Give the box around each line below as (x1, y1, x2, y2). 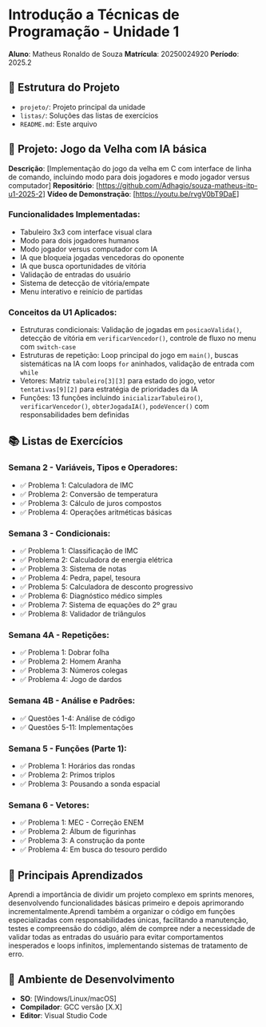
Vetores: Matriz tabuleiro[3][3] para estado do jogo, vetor (19, 376, 216, 386)
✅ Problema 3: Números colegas (19, 666, 128, 676)
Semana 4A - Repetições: (8, 630, 109, 641)
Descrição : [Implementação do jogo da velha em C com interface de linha (8, 163, 252, 173)
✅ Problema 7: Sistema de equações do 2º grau (19, 600, 177, 610)
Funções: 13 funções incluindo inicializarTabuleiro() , (19, 393, 204, 403)
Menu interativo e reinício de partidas (19, 287, 143, 296)
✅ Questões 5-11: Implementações (19, 722, 133, 732)
